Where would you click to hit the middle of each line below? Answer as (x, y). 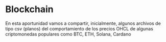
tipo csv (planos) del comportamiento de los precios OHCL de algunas (79, 28)
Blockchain (29, 9)
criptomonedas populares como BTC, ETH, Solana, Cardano (68, 34)
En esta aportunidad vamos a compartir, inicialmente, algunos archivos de (83, 23)
